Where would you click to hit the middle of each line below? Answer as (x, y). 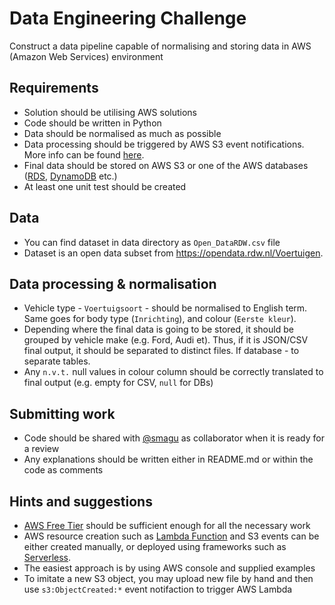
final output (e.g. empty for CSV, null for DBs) (118, 383)
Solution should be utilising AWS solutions (110, 112)
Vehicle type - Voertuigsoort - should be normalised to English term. (165, 308)
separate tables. (57, 361)
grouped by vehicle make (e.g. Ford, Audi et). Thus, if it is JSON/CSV (166, 340)
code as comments (63, 470)
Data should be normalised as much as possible (122, 133)
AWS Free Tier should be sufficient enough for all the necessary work (167, 525)
